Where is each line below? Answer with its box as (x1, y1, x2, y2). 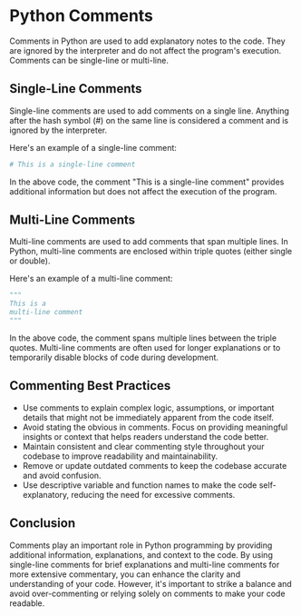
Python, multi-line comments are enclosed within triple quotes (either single (9, 246, 293, 257)
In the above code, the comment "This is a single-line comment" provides (9, 176, 285, 187)
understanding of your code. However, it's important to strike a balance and (9, 578, 292, 589)
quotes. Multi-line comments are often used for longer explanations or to (9, 342, 281, 353)
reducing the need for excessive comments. (71, 489, 236, 500)
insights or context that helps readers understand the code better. (22, 431, 269, 442)
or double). (9, 255, 51, 266)
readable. (9, 597, 45, 609)
